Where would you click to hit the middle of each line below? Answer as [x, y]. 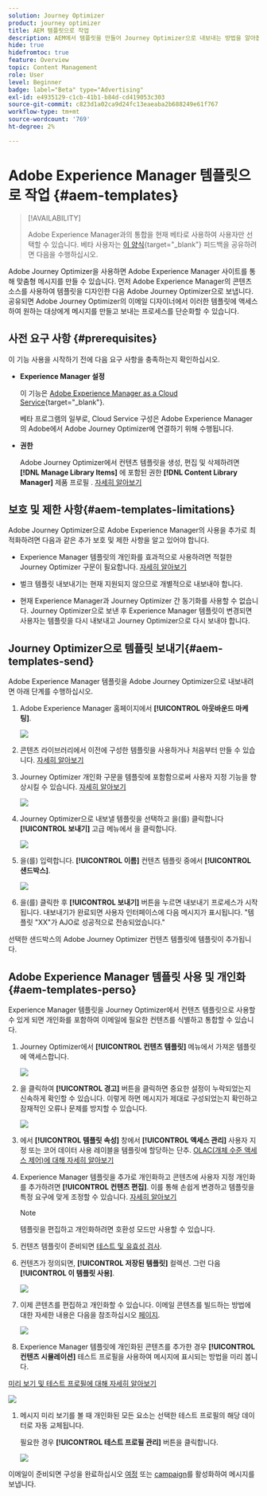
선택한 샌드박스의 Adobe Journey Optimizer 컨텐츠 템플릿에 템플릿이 [116, 939]
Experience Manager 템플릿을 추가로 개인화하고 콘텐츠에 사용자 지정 [127, 1177]
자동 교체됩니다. [59, 1425]
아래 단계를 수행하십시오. [55, 691]
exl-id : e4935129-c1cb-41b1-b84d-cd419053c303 [87, 97]
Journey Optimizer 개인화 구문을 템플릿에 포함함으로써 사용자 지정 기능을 [134, 777]
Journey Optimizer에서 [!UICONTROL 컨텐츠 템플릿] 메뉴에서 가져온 [127, 1046]
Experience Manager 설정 [62, 376]
